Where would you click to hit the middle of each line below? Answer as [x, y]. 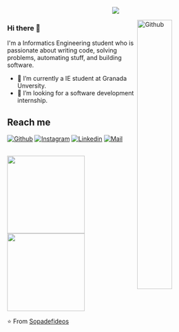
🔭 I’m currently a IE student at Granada [72, 79]
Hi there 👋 [24, 28]
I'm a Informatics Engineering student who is [71, 43]
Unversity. [32, 86]
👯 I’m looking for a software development [75, 93]
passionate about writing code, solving [62, 50]
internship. [32, 101]
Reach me [29, 122]
